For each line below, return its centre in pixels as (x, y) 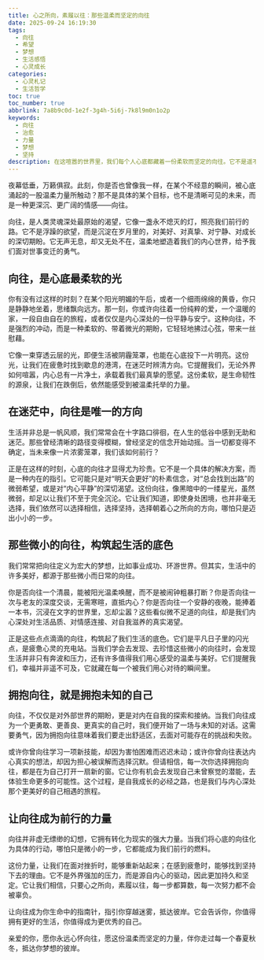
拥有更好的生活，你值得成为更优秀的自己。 (77, 921)
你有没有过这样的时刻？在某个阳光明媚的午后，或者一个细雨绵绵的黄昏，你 (128, 298)
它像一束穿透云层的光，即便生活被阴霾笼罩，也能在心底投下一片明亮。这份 (128, 354)
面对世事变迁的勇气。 (49, 251)
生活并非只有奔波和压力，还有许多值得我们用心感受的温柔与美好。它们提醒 (128, 658)
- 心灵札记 (31, 81)
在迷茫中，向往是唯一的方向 (75, 411)
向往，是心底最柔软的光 (65, 278)
